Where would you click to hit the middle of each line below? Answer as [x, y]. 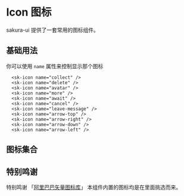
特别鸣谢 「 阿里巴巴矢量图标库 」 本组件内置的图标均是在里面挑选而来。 [94, 187]
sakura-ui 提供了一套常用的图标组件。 [53, 30]
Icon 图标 [29, 12]
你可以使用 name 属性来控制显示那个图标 [55, 66]
